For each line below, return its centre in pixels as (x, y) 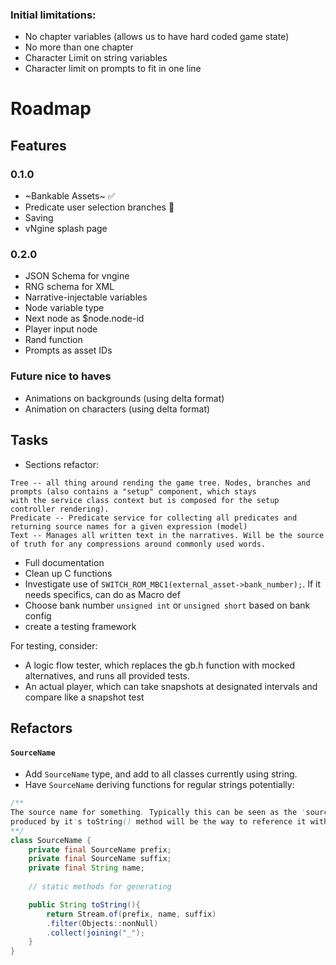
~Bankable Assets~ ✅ (70, 196)
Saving (39, 218)
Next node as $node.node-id (84, 319)
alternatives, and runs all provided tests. (107, 675)
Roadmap (51, 109)
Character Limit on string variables (96, 58)
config (38, 615)
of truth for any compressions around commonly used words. (138, 544)
